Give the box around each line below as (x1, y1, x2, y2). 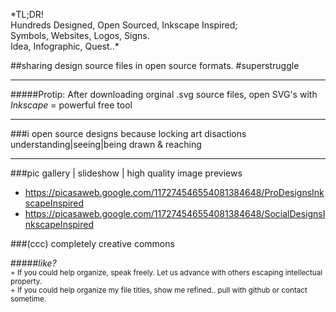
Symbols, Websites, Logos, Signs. (10, 30, 150, 41)
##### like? (10, 257, 57, 269)
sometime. (10, 294, 47, 304)
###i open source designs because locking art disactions (10, 128, 247, 139)
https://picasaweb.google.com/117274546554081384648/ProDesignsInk (24, 187, 325, 198)
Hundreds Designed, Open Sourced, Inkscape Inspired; (10, 19, 238, 31)
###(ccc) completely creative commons (10, 238, 175, 249)
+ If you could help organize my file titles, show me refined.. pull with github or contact (10, 285, 308, 295)
